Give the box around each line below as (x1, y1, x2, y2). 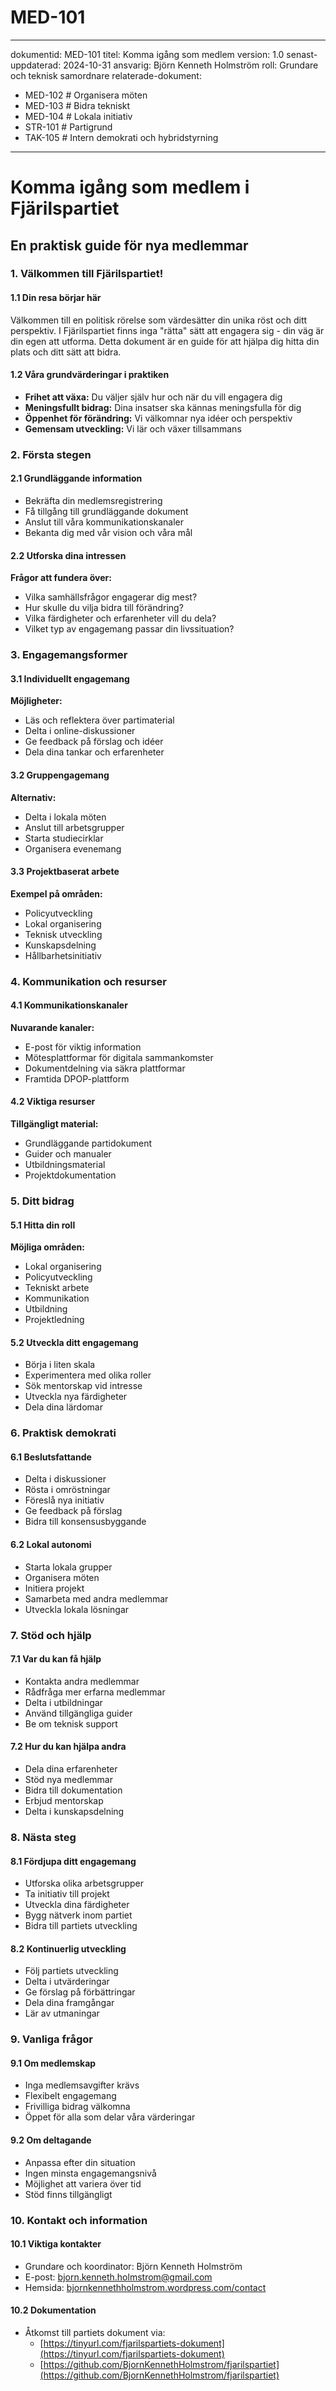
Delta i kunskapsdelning (24, 1806, 125, 1818)
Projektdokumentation (24, 1169, 117, 1181)
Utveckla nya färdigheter (24, 1391, 128, 1403)
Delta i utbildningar (24, 1696, 103, 1708)
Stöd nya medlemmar (24, 1774, 114, 1786)
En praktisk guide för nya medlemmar (10, 237, 249, 254)
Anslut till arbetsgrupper (24, 821, 125, 833)
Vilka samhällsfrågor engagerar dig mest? (24, 591, 198, 603)
